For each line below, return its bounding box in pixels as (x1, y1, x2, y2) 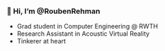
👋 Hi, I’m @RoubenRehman (6, 6, 101, 16)
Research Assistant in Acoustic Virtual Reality (16, 29, 150, 38)
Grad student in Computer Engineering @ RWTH (16, 22, 159, 31)
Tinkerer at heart (16, 37, 67, 45)
